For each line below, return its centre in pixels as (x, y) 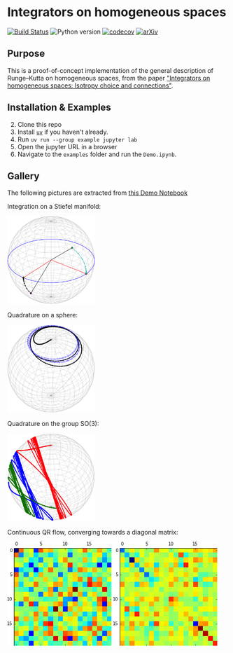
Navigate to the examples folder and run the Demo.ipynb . (97, 154)
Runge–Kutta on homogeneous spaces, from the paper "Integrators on (109, 78)
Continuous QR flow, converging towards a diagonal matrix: (93, 532)
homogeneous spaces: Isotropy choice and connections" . (90, 85)
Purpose (26, 54)
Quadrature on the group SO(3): (53, 423)
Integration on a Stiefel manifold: (54, 207)
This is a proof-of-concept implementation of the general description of (111, 70)
